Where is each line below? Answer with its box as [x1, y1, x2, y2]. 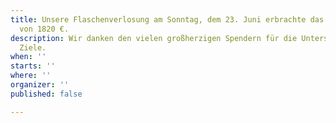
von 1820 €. [19, 24, 70, 34]
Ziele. [19, 42, 47, 53]
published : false [10, 89, 83, 99]
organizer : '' [10, 80, 70, 90]
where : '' [10, 71, 52, 81]
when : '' [10, 52, 47, 62]
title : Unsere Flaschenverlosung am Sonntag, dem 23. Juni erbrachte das [10, 14, 325, 25]
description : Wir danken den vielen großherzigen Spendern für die [10, 33, 298, 43]
